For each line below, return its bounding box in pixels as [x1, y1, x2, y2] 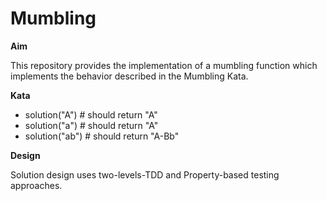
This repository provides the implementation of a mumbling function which [10, 59, 318, 71]
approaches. [10, 179, 63, 191]
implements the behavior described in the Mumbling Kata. [10, 70, 249, 82]
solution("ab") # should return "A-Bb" [24, 130, 180, 142]
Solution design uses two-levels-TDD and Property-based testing [10, 168, 280, 181]
